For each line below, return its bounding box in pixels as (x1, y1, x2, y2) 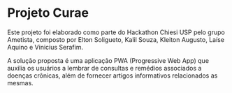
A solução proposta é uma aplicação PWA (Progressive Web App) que (7, 56, 210, 64)
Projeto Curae (7, 5, 89, 21)
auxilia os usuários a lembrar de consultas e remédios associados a (7, 64, 202, 72)
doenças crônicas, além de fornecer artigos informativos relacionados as (7, 71, 218, 80)
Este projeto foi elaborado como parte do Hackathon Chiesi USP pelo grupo (7, 28, 225, 36)
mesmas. (7, 78, 34, 87)
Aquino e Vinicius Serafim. (7, 43, 84, 51)
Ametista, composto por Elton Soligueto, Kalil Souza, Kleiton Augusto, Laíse (7, 35, 225, 43)
